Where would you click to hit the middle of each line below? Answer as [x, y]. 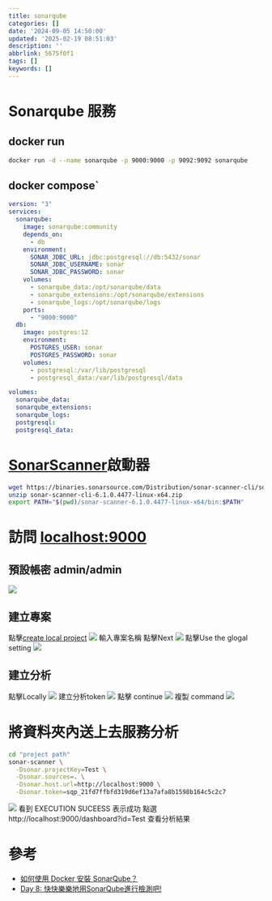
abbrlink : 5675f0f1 [41, 54]
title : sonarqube [38, 16]
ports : [34, 310]
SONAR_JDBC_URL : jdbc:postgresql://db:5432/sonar [115, 257]
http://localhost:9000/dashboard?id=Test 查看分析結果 [99, 819]
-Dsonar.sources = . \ [50, 777]
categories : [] [34, 24]
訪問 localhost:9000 [78, 537]
